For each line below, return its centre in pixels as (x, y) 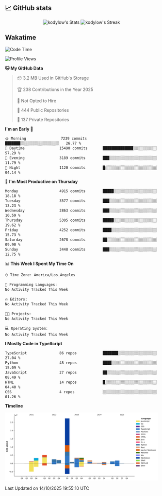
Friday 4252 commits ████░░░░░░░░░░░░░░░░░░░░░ (81, 230)
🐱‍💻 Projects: (18, 314)
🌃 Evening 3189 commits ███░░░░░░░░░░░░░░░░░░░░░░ (81, 158)
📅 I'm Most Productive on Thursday (41, 181)
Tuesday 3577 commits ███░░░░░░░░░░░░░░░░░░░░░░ (81, 201)
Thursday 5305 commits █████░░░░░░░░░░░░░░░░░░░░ (81, 220)
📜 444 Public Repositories (43, 110)
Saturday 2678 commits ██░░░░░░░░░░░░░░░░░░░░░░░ (81, 240)
